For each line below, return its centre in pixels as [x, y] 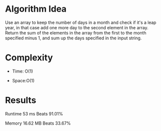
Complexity [29, 58]
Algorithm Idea [36, 9]
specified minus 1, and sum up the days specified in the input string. [73, 38]
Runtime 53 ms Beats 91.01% [34, 113]
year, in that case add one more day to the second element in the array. [77, 27]
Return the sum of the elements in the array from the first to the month [76, 33]
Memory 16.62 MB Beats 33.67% [38, 123]
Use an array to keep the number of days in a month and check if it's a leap [81, 22]
